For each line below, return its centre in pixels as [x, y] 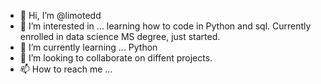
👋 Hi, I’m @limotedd [60, 15]
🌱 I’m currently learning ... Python [88, 47]
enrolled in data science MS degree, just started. [120, 36]
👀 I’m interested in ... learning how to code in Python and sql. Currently [165, 26]
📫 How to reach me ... [66, 69]
